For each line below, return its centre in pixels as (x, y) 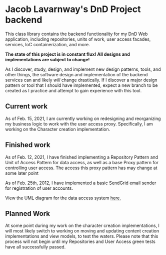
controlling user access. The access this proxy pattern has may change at (81, 168)
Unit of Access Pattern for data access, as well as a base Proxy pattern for (82, 162)
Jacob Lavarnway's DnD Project (73, 9)
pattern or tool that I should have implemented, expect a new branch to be (81, 85)
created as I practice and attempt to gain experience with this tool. (73, 90)
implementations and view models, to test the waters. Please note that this (82, 236)
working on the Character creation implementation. (58, 129)
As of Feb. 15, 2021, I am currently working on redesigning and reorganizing (83, 118)
